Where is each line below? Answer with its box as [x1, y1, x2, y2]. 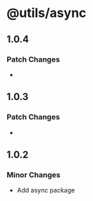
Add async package [16, 186, 75, 195]
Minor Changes [6, 170, 61, 180]
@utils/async [6, 5, 87, 21]
